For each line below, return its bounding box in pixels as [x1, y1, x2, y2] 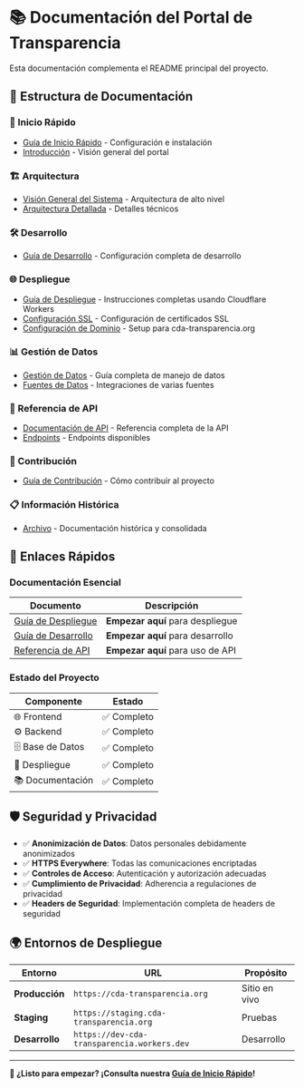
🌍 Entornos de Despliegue [9, 935, 163, 950]
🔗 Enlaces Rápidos [9, 549, 116, 565]
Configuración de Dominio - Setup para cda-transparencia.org [22, 323, 256, 334]
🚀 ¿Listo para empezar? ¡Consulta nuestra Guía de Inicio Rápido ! [9, 1068, 256, 1079]
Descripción [144, 599, 199, 612]
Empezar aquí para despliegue [105, 615, 238, 627]
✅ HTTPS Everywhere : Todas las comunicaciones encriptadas [22, 858, 258, 869]
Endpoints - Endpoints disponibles [22, 432, 151, 443]
